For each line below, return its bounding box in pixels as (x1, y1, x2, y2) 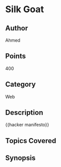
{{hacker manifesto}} (5, 122, 49, 128)
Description (5, 108, 43, 117)
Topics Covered (5, 136, 56, 145)
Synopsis (5, 154, 36, 162)
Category (5, 80, 36, 89)
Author (5, 24, 28, 32)
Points (5, 52, 26, 60)
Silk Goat (5, 4, 44, 15)
